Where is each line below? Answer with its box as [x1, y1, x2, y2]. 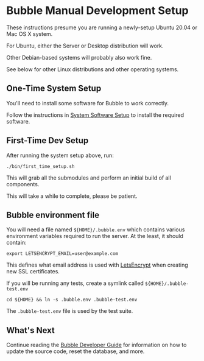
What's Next [6, 325, 55, 335]
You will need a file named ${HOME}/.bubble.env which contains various [6, 226, 185, 233]
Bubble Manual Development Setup [6, 4, 189, 18]
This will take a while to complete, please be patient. [6, 192, 138, 200]
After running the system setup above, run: [6, 152, 114, 159]
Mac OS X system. [6, 30, 53, 37]
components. [6, 180, 40, 188]
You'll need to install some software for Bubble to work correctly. [6, 99, 169, 107]
